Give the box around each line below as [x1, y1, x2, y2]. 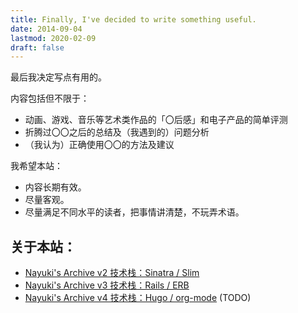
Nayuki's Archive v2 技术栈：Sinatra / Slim [24, 267, 200, 279]
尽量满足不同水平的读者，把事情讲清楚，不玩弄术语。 [24, 206, 245, 218]
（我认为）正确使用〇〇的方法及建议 [24, 139, 175, 151]
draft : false [10, 42, 65, 53]
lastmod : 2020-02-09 [10, 33, 97, 43]
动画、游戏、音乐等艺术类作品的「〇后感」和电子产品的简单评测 [24, 114, 288, 126]
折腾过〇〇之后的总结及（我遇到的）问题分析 [24, 126, 210, 138]
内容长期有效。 [24, 181, 87, 193]
